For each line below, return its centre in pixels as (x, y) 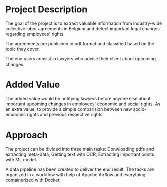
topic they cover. (23, 49)
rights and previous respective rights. (65, 114)
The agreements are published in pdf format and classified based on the (80, 43)
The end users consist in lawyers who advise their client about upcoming (81, 58)
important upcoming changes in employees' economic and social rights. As (83, 104)
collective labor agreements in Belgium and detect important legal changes (83, 28)
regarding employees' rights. (35, 34)
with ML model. (21, 159)
